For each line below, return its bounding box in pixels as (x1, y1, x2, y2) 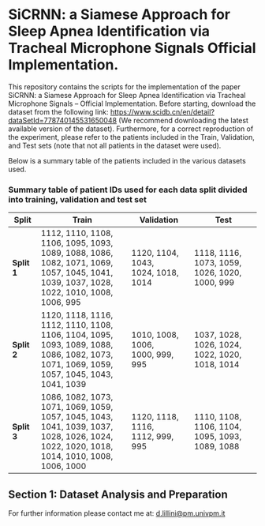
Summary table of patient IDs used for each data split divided (8, 184, 248, 195)
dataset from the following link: (8, 107, 109, 116)
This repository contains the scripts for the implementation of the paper (8, 81, 241, 92)
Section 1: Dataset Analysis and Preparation (8, 487, 228, 501)
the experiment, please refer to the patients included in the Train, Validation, (8, 132, 255, 141)
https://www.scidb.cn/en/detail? (110, 107, 215, 116)
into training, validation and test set (8, 193, 147, 205)
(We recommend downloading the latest (118, 115, 248, 125)
